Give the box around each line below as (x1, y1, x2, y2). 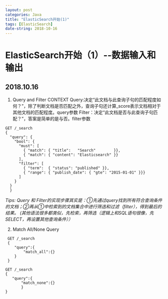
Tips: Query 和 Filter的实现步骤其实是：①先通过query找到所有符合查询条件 (5, 197, 162, 203)
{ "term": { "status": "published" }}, (23, 165, 109, 171)
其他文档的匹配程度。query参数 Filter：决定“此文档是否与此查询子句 (12, 109, 154, 115)
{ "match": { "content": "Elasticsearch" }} (23, 152, 119, 157)
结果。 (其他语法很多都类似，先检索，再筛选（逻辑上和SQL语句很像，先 (5, 210, 154, 216)
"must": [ (18, 144, 39, 149)
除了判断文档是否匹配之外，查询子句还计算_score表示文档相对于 (27, 103, 161, 109)
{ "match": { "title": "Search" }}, (23, 148, 121, 153)
